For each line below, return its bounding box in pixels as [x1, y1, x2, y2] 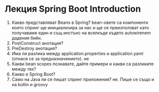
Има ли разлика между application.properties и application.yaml [11, 50, 143, 56]
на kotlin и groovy [11, 81, 48, 87]
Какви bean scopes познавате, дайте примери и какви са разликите [11, 61, 154, 67]
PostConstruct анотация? [11, 40, 64, 46]
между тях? [11, 66, 36, 72]
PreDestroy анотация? [11, 45, 57, 51]
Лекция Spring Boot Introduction [4, 3, 141, 15]
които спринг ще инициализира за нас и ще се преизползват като [11, 24, 149, 30]
